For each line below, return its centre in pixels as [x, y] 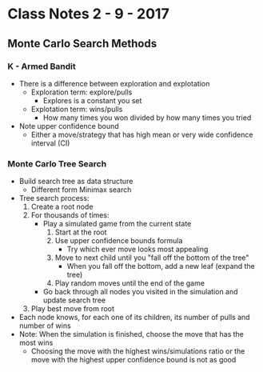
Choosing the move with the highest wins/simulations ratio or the [138, 351]
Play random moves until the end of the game [130, 283]
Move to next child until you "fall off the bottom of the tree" [152, 258]
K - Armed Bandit [42, 66]
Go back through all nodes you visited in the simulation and [140, 292]
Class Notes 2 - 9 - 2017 [88, 14]
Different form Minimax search [81, 190]
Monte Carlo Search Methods [82, 44]
